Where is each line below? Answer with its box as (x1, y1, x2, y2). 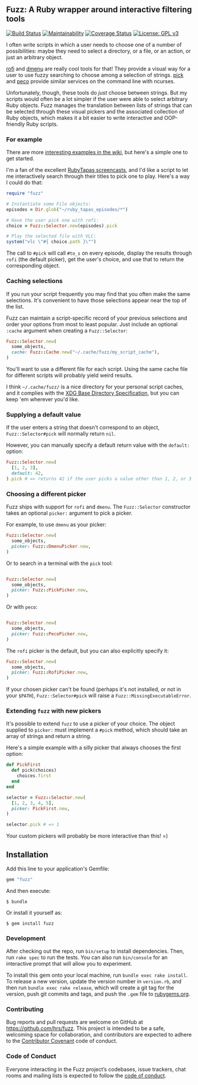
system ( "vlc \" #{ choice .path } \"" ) (6, 239, 96, 245)
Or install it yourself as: (6, 909, 62, 916)
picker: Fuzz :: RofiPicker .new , (11, 670, 89, 675)
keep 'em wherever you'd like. (6, 396, 80, 403)
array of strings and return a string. (6, 733, 92, 740)
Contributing (6, 1005, 44, 1013)
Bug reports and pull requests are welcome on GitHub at (6, 1019, 144, 1026)
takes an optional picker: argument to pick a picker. (6, 509, 133, 516)
